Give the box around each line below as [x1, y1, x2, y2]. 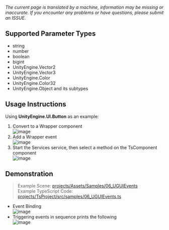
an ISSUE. [5, 15, 26, 21]
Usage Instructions [5, 100, 66, 108]
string [12, 43, 25, 49]
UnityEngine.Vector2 [12, 64, 56, 70]
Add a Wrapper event [12, 134, 57, 140]
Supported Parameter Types [5, 30, 96, 38]
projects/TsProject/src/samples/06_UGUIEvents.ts [17, 193, 122, 200]
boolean [12, 53, 30, 59]
